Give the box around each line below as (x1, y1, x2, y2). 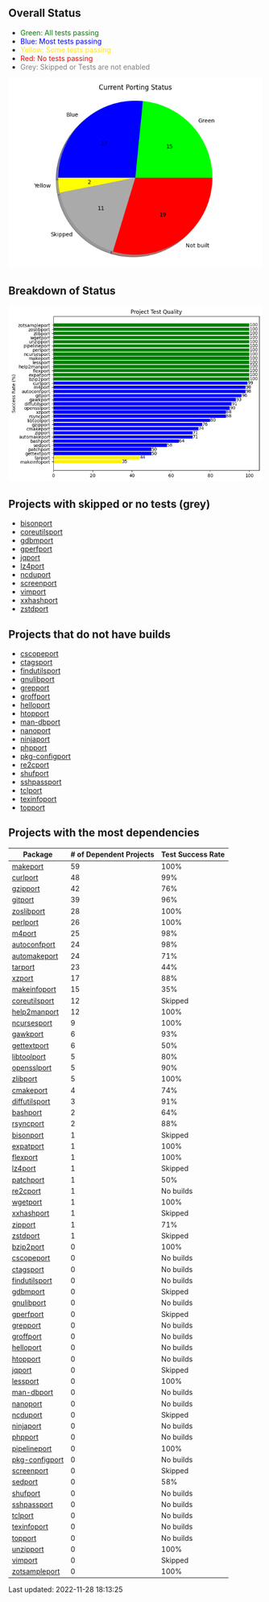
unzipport (11, 1544, 44, 1554)
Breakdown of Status (8, 284, 116, 298)
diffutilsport (11, 1096, 51, 1106)
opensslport (11, 1063, 52, 1073)
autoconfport (11, 939, 56, 949)
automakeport (11, 951, 59, 960)
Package (23, 849, 53, 860)
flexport (11, 1153, 39, 1162)
